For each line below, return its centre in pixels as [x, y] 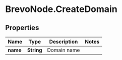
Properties [22, 28]
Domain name [64, 50]
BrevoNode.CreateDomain [61, 9]
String [35, 50]
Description [64, 42]
